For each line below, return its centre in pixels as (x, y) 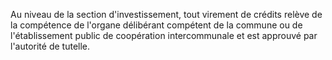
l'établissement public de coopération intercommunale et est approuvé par (164, 35)
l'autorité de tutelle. (50, 46)
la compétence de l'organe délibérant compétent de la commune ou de (156, 25)
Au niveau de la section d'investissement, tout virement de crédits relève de (166, 14)
